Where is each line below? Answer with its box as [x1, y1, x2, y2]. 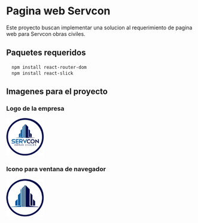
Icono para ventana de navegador [6, 165, 106, 173]
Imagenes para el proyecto [6, 87, 108, 97]
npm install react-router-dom [11, 64, 87, 70]
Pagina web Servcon [6, 4, 111, 18]
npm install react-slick [11, 70, 74, 76]
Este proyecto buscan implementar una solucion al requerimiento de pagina [6, 24, 193, 31]
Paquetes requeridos [6, 48, 86, 58]
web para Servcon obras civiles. [6, 30, 86, 37]
